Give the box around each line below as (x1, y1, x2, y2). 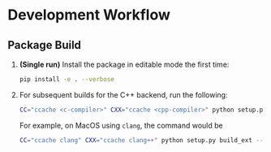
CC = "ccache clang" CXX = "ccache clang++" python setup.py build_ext (19, 136, 253, 144)
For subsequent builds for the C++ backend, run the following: (19, 89, 228, 99)
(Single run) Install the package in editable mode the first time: (19, 59, 230, 69)
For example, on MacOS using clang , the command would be (19, 120, 224, 130)
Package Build (7, 38, 82, 52)
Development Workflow (7, 6, 171, 24)
